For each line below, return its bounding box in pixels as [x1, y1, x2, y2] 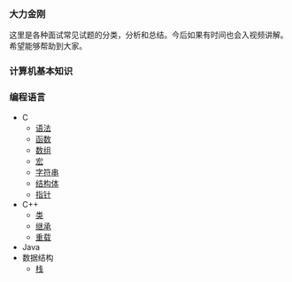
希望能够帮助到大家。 [9, 41, 87, 51]
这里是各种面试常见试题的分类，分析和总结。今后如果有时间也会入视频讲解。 [9, 29, 288, 41]
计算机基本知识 [9, 65, 73, 77]
